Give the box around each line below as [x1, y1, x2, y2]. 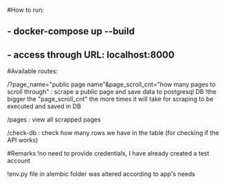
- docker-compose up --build [7, 25, 135, 37]
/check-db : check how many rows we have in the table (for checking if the [7, 129, 220, 137]
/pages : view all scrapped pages [7, 116, 101, 124]
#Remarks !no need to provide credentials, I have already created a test [7, 149, 210, 158]
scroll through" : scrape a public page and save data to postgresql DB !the [7, 88, 216, 96]
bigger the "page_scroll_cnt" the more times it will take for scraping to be [7, 95, 214, 103]
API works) [7, 136, 38, 145]
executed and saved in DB [7, 102, 81, 110]
